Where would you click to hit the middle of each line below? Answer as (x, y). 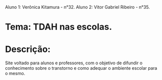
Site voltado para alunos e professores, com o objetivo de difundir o (74, 63)
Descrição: (28, 49)
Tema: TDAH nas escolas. (59, 27)
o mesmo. (15, 74)
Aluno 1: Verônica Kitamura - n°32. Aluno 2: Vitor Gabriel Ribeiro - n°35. (78, 7)
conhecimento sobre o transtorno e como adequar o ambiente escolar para (81, 68)
